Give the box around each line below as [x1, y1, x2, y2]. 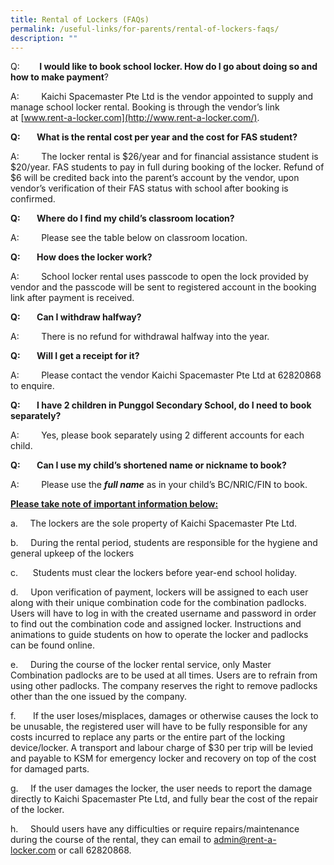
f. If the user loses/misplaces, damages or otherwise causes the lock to [10, 710, 319, 722]
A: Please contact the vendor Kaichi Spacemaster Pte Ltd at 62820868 [10, 369, 322, 381]
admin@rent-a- [213, 834, 277, 846]
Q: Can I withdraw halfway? [10, 311, 142, 323]
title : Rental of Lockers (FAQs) [10, 14, 150, 25]
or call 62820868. [58, 844, 132, 856]
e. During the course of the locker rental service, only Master [10, 659, 272, 671]
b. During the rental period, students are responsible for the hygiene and [10, 537, 318, 549]
